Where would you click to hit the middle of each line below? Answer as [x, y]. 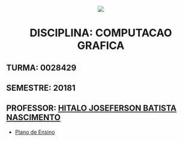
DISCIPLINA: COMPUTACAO [101, 33]
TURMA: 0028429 [41, 68]
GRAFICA [101, 46]
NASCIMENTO [34, 117]
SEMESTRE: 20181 [41, 88]
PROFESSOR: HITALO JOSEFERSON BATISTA [91, 108]
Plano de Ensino [35, 132]
